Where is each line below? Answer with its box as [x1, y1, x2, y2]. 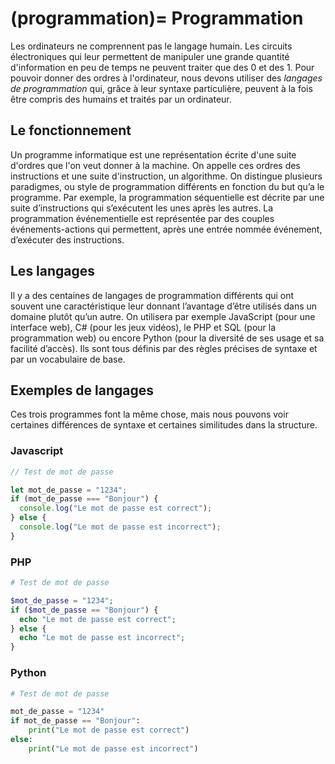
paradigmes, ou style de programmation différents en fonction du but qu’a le [10, 180, 325, 192]
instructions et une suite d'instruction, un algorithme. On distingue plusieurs [10, 170, 323, 182]
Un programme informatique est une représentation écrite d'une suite [10, 148, 297, 161]
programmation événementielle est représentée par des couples [10, 212, 275, 224]
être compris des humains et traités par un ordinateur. [10, 93, 232, 105]
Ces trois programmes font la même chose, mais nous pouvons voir [10, 408, 289, 421]
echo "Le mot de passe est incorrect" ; [19, 633, 186, 643]
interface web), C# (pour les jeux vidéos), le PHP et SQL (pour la [10, 321, 277, 333]
